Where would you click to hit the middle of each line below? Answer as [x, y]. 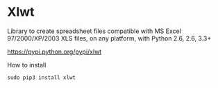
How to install [27, 65]
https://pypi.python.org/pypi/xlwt [54, 52]
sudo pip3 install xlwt [42, 77]
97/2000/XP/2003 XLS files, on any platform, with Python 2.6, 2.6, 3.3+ [109, 38]
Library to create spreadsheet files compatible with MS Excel [94, 31]
